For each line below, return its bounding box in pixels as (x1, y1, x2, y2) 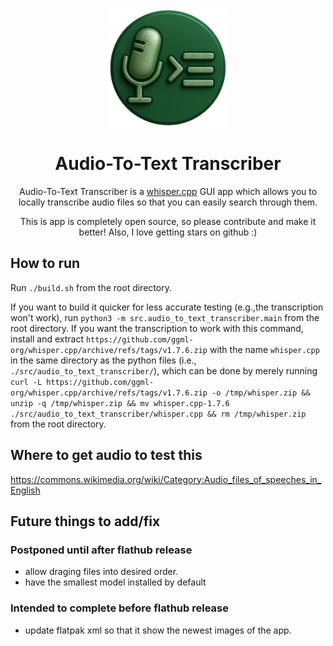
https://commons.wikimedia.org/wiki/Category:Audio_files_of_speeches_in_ (10, 473, 322, 485)
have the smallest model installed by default (24, 576, 207, 588)
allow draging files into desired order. (24, 566, 179, 578)
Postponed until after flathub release (10, 543, 193, 557)
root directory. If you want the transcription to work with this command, (10, 322, 304, 334)
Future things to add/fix (10, 513, 161, 530)
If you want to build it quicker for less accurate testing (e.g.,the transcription (10, 301, 324, 313)
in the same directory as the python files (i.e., (10, 354, 197, 366)
